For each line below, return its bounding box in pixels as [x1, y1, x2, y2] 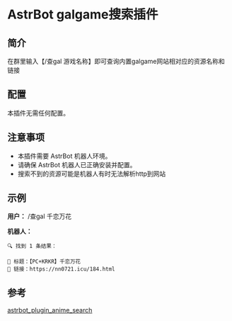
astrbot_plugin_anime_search [7, 306, 93, 315]
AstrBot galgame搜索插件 [7, 6, 158, 23]
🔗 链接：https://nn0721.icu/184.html [7, 266, 115, 273]
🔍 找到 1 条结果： [7, 242, 57, 250]
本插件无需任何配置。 [7, 108, 69, 117]
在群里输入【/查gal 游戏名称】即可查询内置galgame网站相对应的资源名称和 [7, 57, 225, 65]
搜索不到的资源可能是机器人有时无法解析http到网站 [17, 169, 166, 178]
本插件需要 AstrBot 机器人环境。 [17, 152, 112, 160]
